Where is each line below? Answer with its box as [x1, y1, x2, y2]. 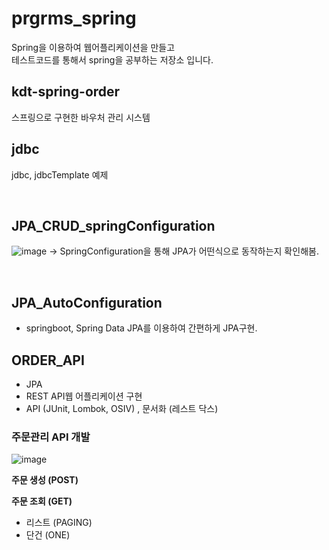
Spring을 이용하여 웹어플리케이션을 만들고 [11, 41, 176, 53]
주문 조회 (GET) [11, 495, 73, 507]
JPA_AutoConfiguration [11, 294, 163, 311]
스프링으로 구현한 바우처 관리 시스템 [11, 111, 151, 123]
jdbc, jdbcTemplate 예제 [11, 168, 109, 181]
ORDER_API [11, 352, 85, 369]
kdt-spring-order [11, 83, 121, 101]
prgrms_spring [11, 7, 137, 30]
